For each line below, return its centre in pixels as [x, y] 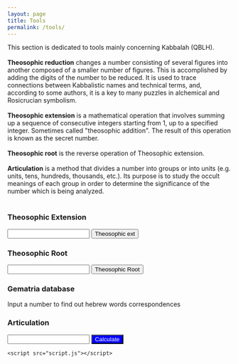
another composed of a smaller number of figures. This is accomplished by [117, 70]
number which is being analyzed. [56, 191]
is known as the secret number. [53, 138]
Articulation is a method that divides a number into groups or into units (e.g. [119, 169]
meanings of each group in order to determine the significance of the [109, 184]
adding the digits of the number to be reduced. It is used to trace [102, 78]
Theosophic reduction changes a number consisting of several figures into [118, 63]
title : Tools [27, 21]
